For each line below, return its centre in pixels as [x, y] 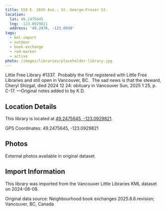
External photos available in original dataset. [51, 156]
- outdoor [20, 42]
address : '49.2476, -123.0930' [42, 28]
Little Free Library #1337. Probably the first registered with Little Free [76, 75]
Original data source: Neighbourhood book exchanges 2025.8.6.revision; [80, 199]
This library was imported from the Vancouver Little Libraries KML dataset [81, 184]
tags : [11, 33]
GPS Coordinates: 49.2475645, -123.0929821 [52, 128]
